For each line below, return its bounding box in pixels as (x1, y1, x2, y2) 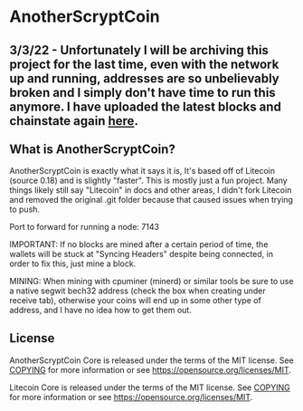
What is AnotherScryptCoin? (9, 141, 176, 157)
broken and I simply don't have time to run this (9, 84, 276, 100)
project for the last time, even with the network (9, 56, 279, 72)
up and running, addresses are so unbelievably (9, 71, 279, 86)
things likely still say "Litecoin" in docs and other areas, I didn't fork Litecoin (9, 185, 292, 196)
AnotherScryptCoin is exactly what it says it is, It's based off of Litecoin (9, 166, 276, 176)
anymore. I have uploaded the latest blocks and (9, 99, 282, 114)
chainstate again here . (9, 113, 138, 129)
